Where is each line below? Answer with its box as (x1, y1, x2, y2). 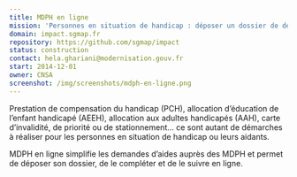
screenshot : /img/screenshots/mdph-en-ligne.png (9, 79, 192, 88)
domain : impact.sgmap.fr (9, 29, 101, 38)
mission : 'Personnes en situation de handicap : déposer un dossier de (9, 21, 278, 30)
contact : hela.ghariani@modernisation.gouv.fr (9, 54, 184, 63)
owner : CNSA (9, 71, 53, 80)
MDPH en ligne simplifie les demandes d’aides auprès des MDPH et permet (9, 148, 284, 159)
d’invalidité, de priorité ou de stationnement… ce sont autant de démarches (9, 121, 283, 133)
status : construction (9, 46, 89, 55)
